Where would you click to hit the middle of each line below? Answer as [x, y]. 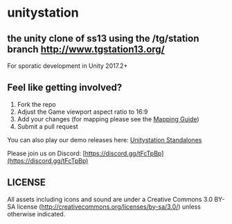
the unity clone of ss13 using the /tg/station [103, 38]
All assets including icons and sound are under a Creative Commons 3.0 [110, 199]
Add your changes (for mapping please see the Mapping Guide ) [108, 119]
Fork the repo [37, 104]
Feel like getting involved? [65, 88]
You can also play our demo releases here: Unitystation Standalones [105, 139]
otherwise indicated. [36, 214]
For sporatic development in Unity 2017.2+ [68, 66]
